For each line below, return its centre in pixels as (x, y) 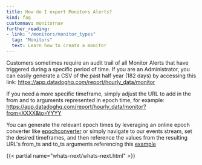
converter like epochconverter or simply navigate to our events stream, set (99, 131)
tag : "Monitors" (32, 40)
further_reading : (28, 29)
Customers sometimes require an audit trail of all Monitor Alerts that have (97, 63)
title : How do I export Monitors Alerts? (59, 12)
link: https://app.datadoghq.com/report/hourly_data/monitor (81, 82)
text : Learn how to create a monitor (59, 46)
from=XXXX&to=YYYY (34, 113)
